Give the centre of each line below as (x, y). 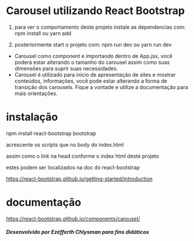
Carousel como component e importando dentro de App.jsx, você (93, 56)
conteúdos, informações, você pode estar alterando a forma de (91, 81)
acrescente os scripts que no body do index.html (65, 144)
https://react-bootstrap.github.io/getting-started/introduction (79, 179)
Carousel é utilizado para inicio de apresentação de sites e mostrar (95, 74)
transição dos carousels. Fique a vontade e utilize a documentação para (101, 87)
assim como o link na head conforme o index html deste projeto (83, 156)
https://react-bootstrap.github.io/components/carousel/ (73, 219)
